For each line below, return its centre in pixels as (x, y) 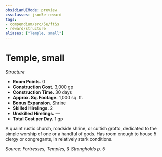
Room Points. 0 (29, 81)
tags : (11, 19)
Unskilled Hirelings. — (36, 113)
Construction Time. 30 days (42, 92)
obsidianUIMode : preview (31, 10)
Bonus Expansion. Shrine (39, 103)
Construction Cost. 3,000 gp (43, 87)
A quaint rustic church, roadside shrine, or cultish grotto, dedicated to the (81, 128)
